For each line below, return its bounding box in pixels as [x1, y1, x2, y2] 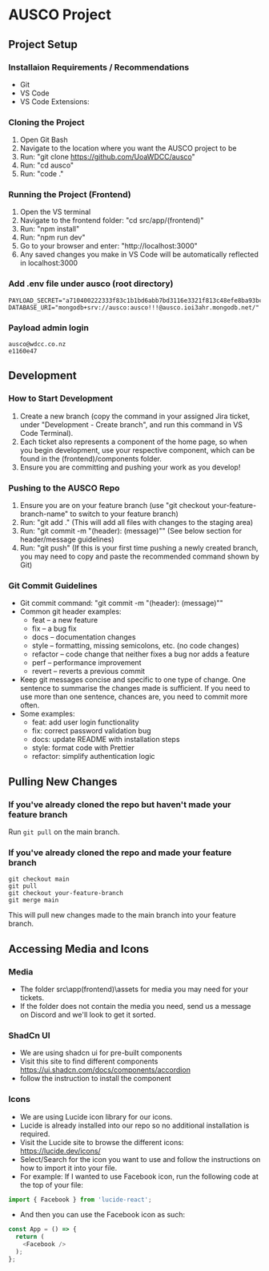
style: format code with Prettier [31, 743, 134, 753]
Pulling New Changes [8, 775, 118, 789]
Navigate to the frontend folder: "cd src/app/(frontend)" [19, 216, 204, 225]
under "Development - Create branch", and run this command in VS [19, 419, 243, 430]
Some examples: [19, 709, 75, 719]
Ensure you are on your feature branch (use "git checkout [19, 501, 211, 510]
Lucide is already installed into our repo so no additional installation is [19, 1120, 250, 1130]
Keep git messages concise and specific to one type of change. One [19, 675, 247, 684]
